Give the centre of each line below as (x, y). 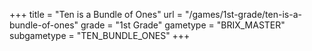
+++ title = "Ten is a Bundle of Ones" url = (96, 14)
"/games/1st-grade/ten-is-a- (243, 14)
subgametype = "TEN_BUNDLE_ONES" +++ (100, 35)
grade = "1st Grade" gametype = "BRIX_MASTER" (183, 25)
